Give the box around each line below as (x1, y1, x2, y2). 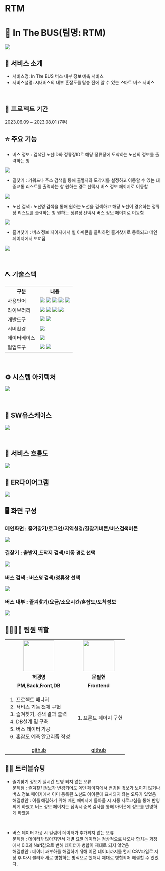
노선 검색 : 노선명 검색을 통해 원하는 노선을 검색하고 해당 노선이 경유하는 (12, 203, 151, 209)
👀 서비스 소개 (5, 59, 43, 67)
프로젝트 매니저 (16, 696, 49, 703)
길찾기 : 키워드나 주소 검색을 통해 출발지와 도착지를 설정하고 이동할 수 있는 (12, 177, 155, 183)
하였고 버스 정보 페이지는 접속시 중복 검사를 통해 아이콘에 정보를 (21, 803, 144, 809)
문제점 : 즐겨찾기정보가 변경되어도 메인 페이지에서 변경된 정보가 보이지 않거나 (12, 785, 161, 791)
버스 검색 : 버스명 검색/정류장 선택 (5, 574, 80, 581)
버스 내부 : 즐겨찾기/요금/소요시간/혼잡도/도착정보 (5, 599, 116, 605)
